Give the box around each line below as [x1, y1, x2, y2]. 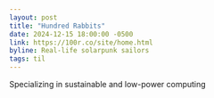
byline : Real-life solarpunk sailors [9, 46, 150, 55]
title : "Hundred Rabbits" [9, 21, 105, 30]
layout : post [9, 12, 58, 22]
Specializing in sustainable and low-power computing [9, 79, 207, 89]
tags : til [9, 54, 46, 63]
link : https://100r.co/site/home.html [9, 37, 153, 47]
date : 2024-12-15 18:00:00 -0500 [9, 29, 134, 38]
